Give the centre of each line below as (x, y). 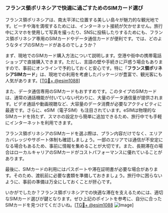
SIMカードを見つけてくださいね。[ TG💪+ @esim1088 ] (69, 205)
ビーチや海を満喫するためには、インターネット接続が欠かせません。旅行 (88, 26)
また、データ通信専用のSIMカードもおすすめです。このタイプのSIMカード (81, 91)
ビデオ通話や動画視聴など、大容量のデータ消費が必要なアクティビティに (88, 104)
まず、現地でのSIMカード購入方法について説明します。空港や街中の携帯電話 (83, 56)
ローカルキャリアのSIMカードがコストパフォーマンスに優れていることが (88, 152)
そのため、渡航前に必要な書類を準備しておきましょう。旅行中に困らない (88, 176)
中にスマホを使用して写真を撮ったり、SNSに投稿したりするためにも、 (77, 32)
